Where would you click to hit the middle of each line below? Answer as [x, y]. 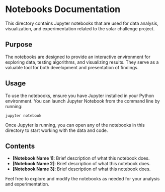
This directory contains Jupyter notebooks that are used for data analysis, [82, 23]
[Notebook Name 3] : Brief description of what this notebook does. [81, 169]
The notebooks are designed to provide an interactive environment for [78, 57]
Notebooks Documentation [63, 9]
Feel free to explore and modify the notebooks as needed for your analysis [82, 179]
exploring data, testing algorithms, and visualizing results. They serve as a [82, 62]
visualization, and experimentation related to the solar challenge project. [80, 28]
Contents [20, 146]
